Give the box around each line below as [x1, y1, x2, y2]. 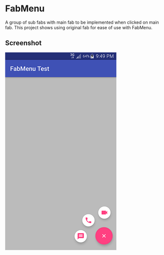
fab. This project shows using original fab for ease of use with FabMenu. [5, 24, 153, 30]
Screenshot [5, 39, 42, 47]
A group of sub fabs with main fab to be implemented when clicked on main [5, 19, 159, 25]
